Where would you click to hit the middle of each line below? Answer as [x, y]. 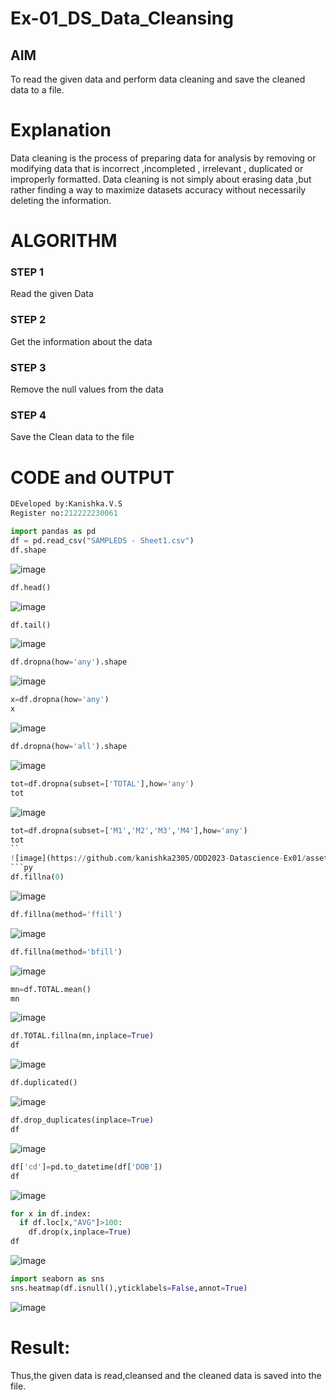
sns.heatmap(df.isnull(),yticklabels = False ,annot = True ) [129, 1288]
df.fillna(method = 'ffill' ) [66, 914]
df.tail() [31, 625]
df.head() [31, 587]
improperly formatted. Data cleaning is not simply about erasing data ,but [161, 179]
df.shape [28, 550]
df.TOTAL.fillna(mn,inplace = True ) [82, 1036]
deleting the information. [61, 200]
